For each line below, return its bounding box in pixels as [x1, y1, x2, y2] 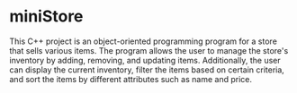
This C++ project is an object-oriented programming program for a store [9, 36, 277, 46]
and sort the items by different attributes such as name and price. [9, 73, 252, 84]
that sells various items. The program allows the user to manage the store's [9, 45, 289, 55]
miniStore [9, 6, 84, 27]
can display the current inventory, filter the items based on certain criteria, [9, 64, 285, 75]
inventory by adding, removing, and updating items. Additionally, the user [9, 55, 281, 65]
